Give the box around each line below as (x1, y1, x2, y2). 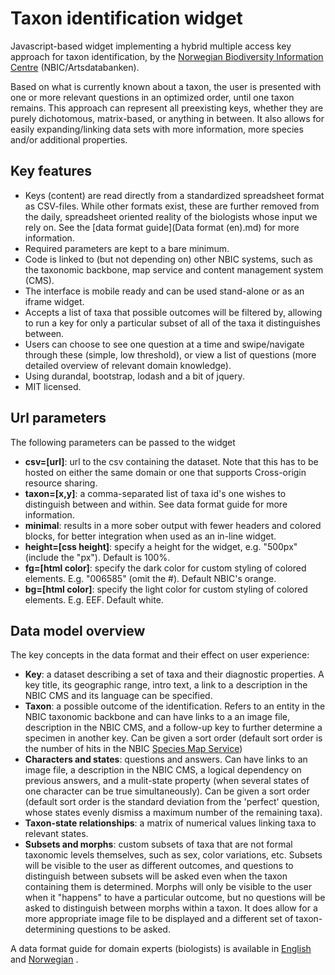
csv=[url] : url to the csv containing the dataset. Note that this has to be (24, 455, 319, 467)
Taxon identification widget (10, 7, 243, 30)
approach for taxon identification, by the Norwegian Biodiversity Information (10, 50, 324, 62)
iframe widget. (24, 295, 85, 307)
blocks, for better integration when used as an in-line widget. (24, 530, 277, 542)
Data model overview (10, 622, 146, 639)
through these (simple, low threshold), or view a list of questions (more (24, 348, 317, 361)
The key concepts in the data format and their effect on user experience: (10, 649, 310, 661)
